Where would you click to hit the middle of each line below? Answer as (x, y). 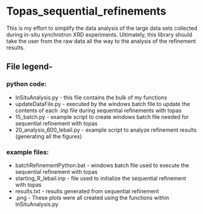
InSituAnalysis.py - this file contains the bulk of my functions (91, 97)
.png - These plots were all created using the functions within (92, 198)
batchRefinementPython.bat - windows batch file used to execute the (102, 165)
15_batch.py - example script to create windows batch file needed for (102, 116)
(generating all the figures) (48, 136)
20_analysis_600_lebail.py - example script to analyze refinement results (106, 130)
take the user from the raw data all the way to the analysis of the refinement (101, 41)
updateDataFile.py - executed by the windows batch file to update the (102, 104)
